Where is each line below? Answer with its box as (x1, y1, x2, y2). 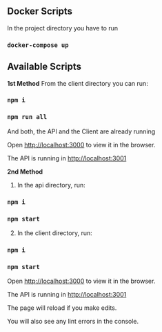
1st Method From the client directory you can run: (7, 79, 148, 87)
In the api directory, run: (17, 181, 86, 189)
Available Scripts (7, 61, 81, 73)
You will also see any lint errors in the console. (7, 317, 139, 326)
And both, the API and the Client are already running (7, 127, 156, 136)
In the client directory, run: (17, 228, 93, 237)
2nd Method (7, 167, 43, 176)
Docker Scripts (7, 6, 73, 17)
